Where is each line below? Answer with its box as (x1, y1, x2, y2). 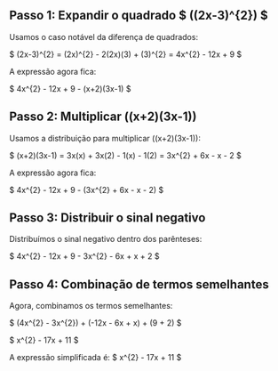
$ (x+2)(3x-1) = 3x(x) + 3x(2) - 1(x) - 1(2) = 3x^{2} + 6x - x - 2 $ (9, 149, 242, 160)
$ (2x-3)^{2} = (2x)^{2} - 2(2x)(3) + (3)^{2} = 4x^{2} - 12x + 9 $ (9, 49, 242, 60)
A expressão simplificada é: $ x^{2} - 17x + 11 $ (9, 352, 182, 363)
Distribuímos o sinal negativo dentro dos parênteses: (9, 234, 203, 245)
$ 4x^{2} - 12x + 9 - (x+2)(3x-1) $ (9, 83, 131, 93)
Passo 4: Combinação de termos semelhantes (9, 277, 269, 292)
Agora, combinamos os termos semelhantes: (9, 301, 173, 311)
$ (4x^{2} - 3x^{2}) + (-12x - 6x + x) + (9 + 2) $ (9, 318, 182, 328)
